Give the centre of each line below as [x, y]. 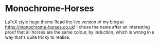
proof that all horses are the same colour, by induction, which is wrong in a [80, 32]
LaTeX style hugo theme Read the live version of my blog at [64, 22]
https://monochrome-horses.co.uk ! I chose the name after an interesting [78, 27]
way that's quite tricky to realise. [38, 37]
